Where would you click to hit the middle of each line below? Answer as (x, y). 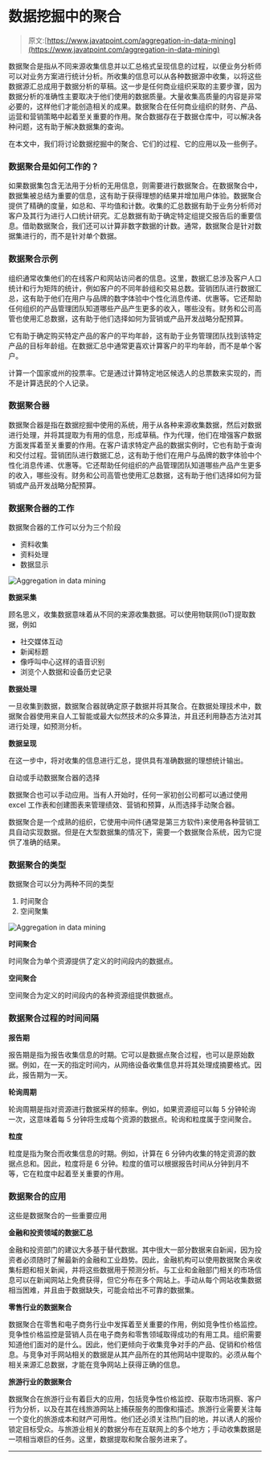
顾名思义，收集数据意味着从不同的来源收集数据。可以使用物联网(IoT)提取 (129, 614)
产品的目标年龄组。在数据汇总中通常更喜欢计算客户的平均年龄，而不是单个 (131, 345)
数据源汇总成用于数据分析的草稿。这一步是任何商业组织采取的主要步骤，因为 (135, 86)
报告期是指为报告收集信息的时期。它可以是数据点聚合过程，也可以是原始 (128, 1054)
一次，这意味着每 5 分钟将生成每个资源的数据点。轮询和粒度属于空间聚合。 (132, 1119)
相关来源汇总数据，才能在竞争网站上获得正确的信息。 (96, 1365)
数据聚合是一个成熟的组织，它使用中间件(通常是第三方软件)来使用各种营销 (131, 822)
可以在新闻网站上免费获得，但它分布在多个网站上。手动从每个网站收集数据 (138, 1280)
